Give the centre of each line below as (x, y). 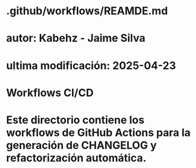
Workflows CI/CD (50, 93)
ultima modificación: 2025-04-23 (91, 65)
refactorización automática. (76, 158)
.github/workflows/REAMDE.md (87, 11)
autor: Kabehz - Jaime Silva (76, 38)
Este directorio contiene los (75, 120)
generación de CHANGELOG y (82, 145)
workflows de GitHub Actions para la (99, 133)
